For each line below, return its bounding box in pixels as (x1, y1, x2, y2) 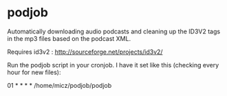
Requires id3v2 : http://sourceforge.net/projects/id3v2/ (7, 48, 163, 56)
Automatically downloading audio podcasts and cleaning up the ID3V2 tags (7, 27, 221, 35)
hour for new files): (7, 68, 61, 76)
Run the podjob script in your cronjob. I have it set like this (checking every (7, 61, 219, 69)
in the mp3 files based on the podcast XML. (7, 34, 131, 42)
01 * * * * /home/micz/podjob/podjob (7, 81, 112, 89)
